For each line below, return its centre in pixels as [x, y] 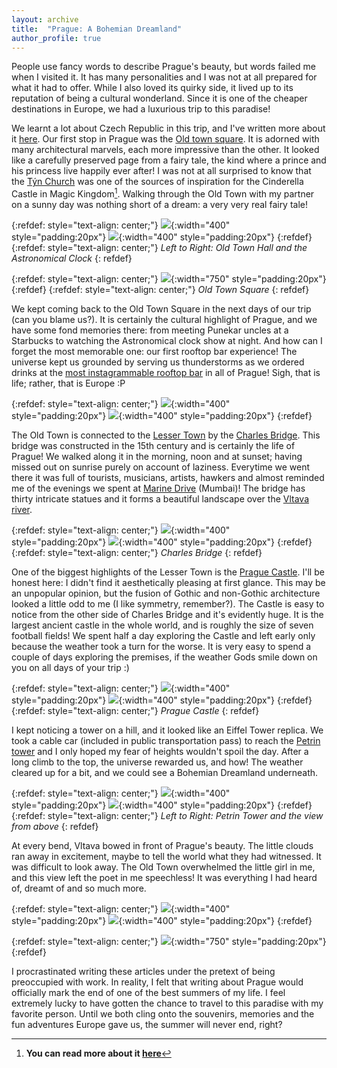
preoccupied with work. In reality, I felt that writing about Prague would [157, 982]
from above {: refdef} [55, 827]
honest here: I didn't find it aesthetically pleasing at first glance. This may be [168, 583]
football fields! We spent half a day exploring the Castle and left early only [163, 636]
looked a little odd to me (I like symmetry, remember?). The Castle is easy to [168, 604]
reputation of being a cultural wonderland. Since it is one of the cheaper [159, 98]
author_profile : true [56, 38]
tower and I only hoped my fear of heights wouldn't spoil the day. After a [160, 752]
